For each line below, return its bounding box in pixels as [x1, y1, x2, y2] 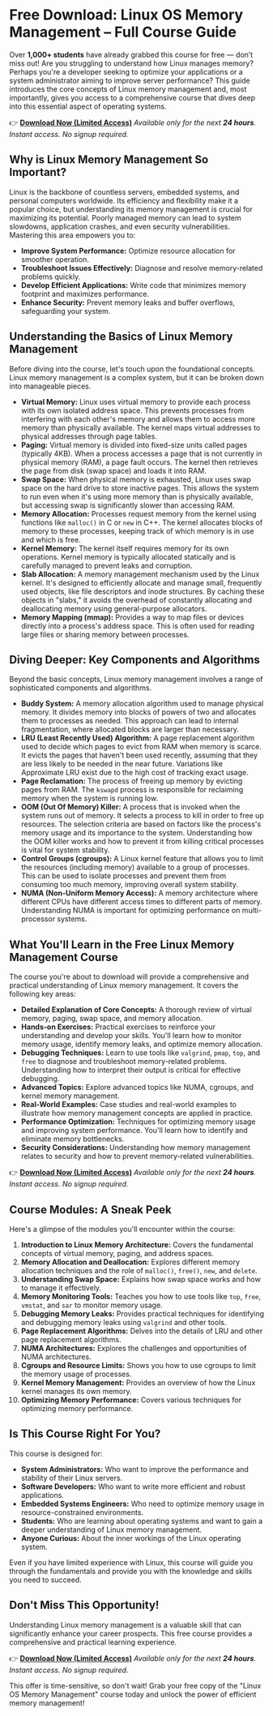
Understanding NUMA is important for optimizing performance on [20, 906, 241, 916]
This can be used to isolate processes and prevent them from [20, 871, 227, 881]
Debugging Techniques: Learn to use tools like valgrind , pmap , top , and [20, 1048, 261, 1057]
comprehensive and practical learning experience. [9, 1637, 177, 1647]
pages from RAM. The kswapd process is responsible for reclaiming [20, 785, 244, 795]
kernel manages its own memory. [20, 1387, 132, 1396]
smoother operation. [20, 254, 90, 264]
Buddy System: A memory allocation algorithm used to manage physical [20, 699, 264, 709]
